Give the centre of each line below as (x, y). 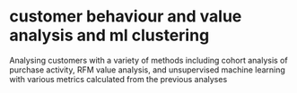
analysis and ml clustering (109, 35)
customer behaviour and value (126, 17)
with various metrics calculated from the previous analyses (118, 79)
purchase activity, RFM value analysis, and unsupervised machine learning (147, 70)
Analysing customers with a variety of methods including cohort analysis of (149, 60)
